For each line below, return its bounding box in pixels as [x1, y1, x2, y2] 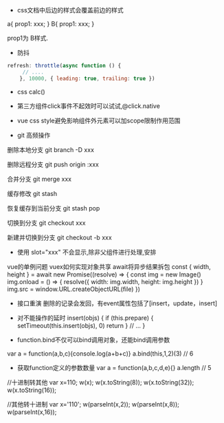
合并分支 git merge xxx [7, 175, 72, 183]
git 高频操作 [16, 131, 51, 139]
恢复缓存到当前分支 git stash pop [7, 204, 100, 212]
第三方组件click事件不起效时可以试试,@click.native [16, 102, 160, 110]
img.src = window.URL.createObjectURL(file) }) [7, 285, 141, 293]
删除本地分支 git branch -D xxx [7, 145, 95, 153]
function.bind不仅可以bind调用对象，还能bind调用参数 [16, 336, 170, 344]
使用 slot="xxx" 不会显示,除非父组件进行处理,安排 [16, 248, 157, 256]
